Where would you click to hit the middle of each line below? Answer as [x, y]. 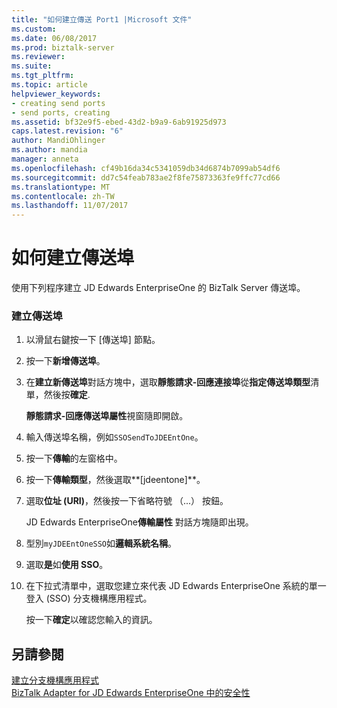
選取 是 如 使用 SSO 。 [67, 565]
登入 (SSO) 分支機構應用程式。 [89, 598]
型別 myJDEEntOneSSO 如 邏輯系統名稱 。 [101, 543]
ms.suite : [32, 66]
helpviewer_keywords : [56, 94]
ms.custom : [34, 29]
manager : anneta [45, 159]
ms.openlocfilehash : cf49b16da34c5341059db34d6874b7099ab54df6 [146, 168]
